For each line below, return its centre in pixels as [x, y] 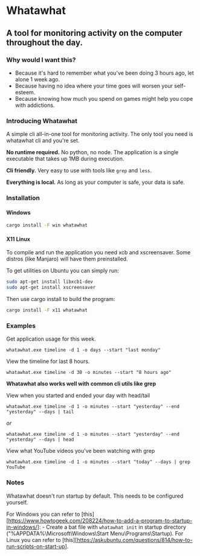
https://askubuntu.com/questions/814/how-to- [134, 540]
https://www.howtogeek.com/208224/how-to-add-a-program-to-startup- [100, 520]
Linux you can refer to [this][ [42, 540]
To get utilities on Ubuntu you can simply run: [63, 271]
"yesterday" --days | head [40, 440]
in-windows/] [23, 527]
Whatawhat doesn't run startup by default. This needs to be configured [95, 496]
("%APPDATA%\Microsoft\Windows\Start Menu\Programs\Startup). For [95, 533]
